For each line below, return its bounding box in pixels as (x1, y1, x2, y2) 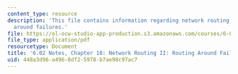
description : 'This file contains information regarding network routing (7, 17, 230, 24)
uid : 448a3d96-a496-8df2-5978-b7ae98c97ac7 (7, 56, 138, 63)
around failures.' (13, 23, 69, 30)
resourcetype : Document (7, 43, 78, 50)
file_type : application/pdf (7, 37, 91, 44)
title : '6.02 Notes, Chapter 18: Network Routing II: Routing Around (7, 50, 217, 57)
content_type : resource (7, 10, 78, 18)
